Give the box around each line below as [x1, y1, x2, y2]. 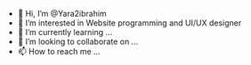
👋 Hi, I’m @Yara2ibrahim [17, 9, 107, 18]
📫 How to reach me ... [17, 47, 101, 56]
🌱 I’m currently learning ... [17, 27, 113, 37]
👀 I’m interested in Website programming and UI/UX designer [17, 18, 242, 28]
